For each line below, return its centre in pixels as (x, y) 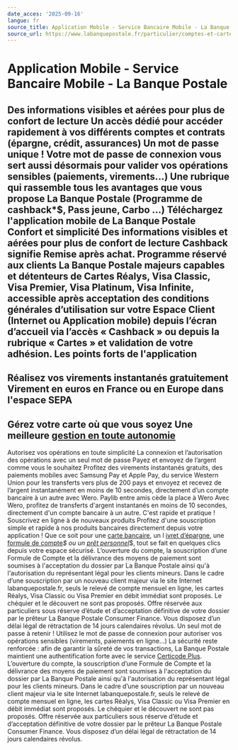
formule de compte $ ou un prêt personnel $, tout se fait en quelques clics (114, 543)
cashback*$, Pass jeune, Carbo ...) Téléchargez (115, 210)
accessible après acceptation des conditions (108, 298)
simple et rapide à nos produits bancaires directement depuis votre (105, 528)
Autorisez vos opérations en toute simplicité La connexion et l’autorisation (115, 453)
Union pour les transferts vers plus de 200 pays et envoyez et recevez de (114, 482)
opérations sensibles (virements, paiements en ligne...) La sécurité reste (113, 641)
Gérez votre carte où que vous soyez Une (100, 424)
